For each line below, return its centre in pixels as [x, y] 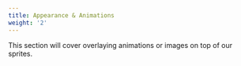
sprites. [21, 53]
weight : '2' [28, 23]
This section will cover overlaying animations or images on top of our [120, 45]
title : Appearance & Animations [61, 15]
